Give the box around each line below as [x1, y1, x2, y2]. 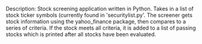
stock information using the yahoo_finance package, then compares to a [5, 18, 186, 25]
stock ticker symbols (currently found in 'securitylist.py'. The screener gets [5, 11, 193, 19]
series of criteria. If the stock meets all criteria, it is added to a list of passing [5, 24, 196, 31]
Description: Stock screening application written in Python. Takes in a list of [5, 5, 194, 12]
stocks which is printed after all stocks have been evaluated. [5, 31, 157, 38]
